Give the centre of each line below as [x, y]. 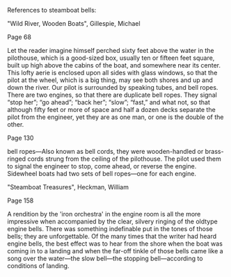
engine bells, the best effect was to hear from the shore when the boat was [115, 244]
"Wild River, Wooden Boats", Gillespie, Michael [74, 23]
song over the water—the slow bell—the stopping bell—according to [105, 258]
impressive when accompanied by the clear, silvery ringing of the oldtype [112, 221]
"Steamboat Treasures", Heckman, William [68, 187]
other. [16, 124]
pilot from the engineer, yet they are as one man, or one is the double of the [115, 117]
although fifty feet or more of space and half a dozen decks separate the [111, 110]
